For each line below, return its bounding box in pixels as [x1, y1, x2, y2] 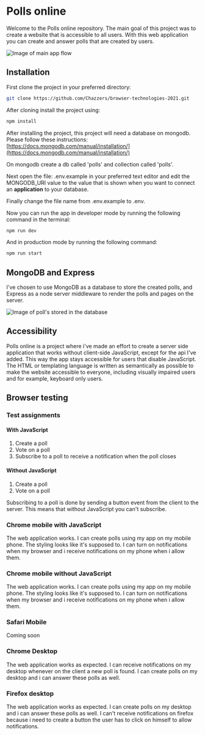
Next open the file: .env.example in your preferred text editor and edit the [6, 173, 190, 180]
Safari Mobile [6, 618, 47, 627]
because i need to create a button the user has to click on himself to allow [6, 716, 192, 723]
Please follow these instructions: [6, 136, 88, 143]
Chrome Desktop [6, 647, 58, 655]
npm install [6, 118, 37, 124]
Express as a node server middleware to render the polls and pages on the [6, 290, 194, 297]
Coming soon [6, 632, 40, 639]
